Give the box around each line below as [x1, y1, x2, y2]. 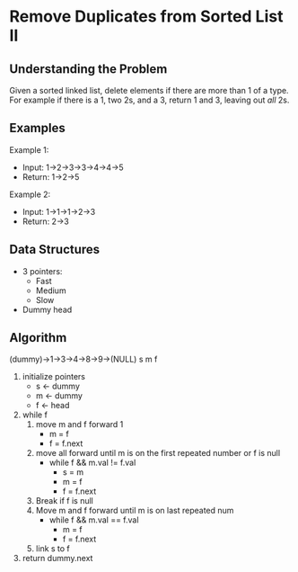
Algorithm [9, 330, 67, 345]
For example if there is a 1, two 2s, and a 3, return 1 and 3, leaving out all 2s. [9, 94, 290, 105]
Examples [9, 121, 66, 136]
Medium [35, 285, 66, 296]
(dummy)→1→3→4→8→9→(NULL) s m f [9, 353, 158, 365]
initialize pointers [22, 371, 85, 382]
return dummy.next [22, 553, 93, 564]
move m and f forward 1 [35, 419, 124, 430]
